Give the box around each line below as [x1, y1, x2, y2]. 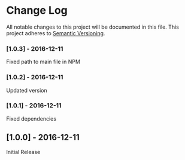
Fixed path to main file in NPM [6, 58, 81, 66]
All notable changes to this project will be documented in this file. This [6, 23, 180, 30]
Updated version [6, 87, 48, 94]
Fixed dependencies [6, 115, 57, 122]
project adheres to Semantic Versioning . [6, 29, 105, 36]
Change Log [6, 4, 68, 17]
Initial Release [6, 148, 41, 155]
